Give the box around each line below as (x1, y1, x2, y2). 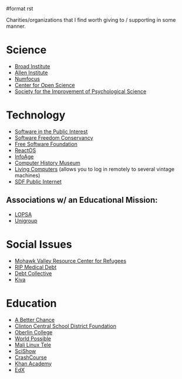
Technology (6, 108, 66, 122)
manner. (6, 23, 26, 29)
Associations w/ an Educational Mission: (6, 195, 158, 205)
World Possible (14, 335, 52, 342)
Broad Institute (14, 62, 50, 70)
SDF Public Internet (14, 178, 62, 185)
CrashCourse (14, 354, 47, 361)
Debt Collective (14, 269, 52, 276)
